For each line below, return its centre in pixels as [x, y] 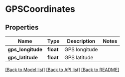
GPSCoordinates [40, 9]
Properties [22, 27]
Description [81, 41]
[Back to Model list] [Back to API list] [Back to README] [62, 70]
